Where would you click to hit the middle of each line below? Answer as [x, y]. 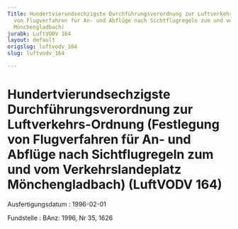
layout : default [31, 40]
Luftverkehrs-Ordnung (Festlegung [113, 125]
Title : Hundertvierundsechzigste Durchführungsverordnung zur [101, 14]
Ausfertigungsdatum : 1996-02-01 [57, 204]
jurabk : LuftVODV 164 [39, 34]
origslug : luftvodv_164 [42, 47]
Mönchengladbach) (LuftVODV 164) [115, 185]
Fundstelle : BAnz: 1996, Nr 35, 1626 [60, 218]
